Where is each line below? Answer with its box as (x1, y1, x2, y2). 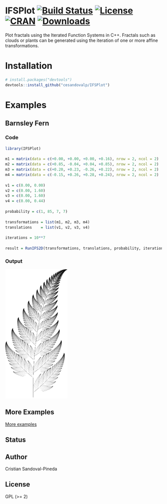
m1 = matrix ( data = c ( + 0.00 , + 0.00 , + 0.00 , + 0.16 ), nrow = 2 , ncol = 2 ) (5, 157, 159, 162)
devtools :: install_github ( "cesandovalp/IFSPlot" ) (5, 82, 110, 87)
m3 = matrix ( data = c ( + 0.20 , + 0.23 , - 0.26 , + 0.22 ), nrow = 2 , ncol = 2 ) (5, 167, 159, 172)
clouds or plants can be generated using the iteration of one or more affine (5, 37, 158, 43)
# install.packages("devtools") (5, 77, 72, 82)
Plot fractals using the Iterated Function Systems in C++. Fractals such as (5, 32, 156, 38)
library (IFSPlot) (5, 146, 41, 151)
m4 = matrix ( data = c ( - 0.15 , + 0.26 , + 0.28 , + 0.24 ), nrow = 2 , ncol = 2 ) (5, 172, 159, 177)
